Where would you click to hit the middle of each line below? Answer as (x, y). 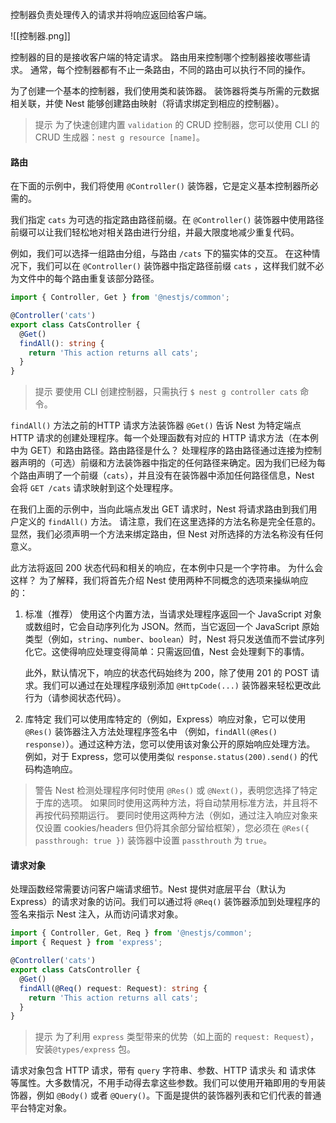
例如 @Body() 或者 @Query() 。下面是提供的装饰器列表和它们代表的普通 (179, 1095)
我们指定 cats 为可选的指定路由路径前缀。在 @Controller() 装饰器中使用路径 (167, 220)
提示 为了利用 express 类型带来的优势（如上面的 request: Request (170, 1037)
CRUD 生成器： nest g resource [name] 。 (119, 137)
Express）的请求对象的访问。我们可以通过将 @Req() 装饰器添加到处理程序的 (165, 902)
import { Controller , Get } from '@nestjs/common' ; (120, 298)
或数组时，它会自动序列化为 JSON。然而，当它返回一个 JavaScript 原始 (172, 627)
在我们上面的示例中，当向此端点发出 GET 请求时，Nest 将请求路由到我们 (159, 509)
